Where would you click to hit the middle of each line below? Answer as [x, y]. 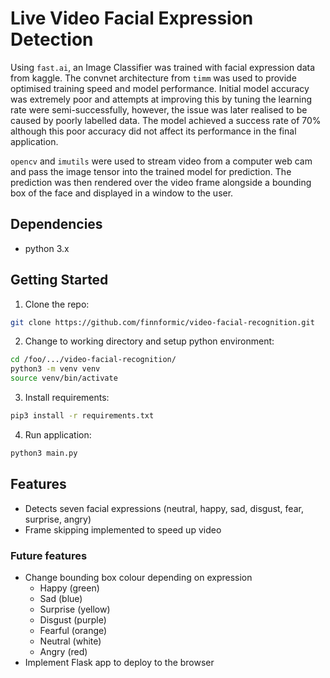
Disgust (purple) [73, 619]
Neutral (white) [70, 641]
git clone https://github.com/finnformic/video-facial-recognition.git [162, 322]
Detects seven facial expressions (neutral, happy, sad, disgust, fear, [164, 508]
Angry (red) [63, 651]
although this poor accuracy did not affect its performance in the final [153, 131]
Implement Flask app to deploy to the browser [119, 662]
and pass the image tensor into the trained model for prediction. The [151, 171]
